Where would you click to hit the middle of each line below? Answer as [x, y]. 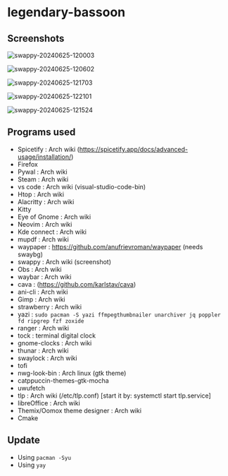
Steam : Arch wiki [43, 179]
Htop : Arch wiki [41, 194]
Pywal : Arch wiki [43, 172]
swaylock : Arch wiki [47, 358]
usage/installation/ [44, 157]
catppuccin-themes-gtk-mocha [63, 380]
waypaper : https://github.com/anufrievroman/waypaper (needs [110, 246]
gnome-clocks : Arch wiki [55, 343]
